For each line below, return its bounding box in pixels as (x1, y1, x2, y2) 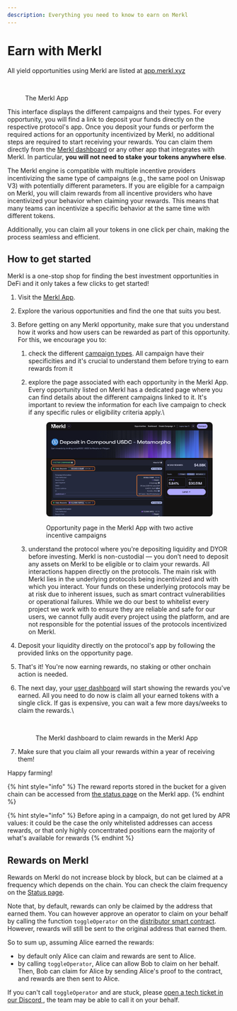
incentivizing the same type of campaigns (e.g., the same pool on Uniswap (7, 173, 226, 182)
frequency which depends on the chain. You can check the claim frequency (7, 881, 228, 889)
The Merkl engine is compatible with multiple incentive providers (7, 166, 196, 175)
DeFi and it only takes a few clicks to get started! (7, 280, 150, 288)
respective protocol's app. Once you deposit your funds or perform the (7, 122, 214, 131)
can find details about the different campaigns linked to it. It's (28, 393, 207, 401)
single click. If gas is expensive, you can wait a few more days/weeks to (17, 699, 228, 707)
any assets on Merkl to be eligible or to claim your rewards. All (28, 560, 210, 569)
